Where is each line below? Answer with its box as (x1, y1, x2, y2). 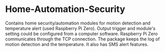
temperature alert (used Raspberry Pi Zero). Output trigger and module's (5, 25, 156, 31)
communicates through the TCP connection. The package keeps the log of (5, 36, 160, 42)
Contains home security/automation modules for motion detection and (5, 20, 151, 26)
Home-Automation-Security (5, 3, 126, 15)
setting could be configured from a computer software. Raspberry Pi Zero (5, 30, 158, 36)
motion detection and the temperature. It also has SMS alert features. (5, 41, 148, 47)
